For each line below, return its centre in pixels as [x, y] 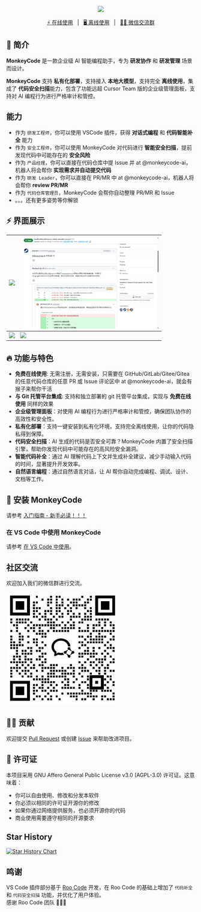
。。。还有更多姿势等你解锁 [46, 200]
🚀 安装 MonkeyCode [44, 500]
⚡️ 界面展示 [25, 221]
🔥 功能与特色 [30, 358]
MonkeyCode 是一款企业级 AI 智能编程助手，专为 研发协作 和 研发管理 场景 [99, 61]
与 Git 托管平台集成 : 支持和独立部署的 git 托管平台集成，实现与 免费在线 [103, 396]
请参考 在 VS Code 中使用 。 [40, 546]
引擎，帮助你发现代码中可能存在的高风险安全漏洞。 [78, 449]
